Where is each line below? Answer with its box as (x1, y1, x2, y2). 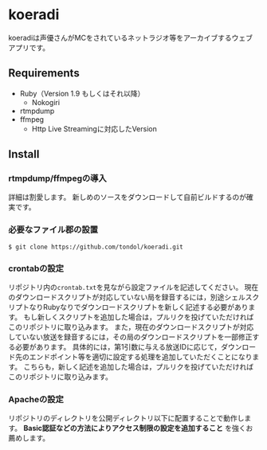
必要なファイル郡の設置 (8, 225, 98, 236)
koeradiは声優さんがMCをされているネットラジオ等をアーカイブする (8, 33, 233, 42)
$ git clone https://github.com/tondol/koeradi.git (8, 243, 183, 251)
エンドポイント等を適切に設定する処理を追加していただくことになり (29, 352, 253, 362)
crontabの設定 (8, 263, 65, 274)
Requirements (8, 66, 80, 80)
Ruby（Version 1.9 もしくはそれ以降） (19, 88, 145, 98)
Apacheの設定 (8, 393, 64, 405)
